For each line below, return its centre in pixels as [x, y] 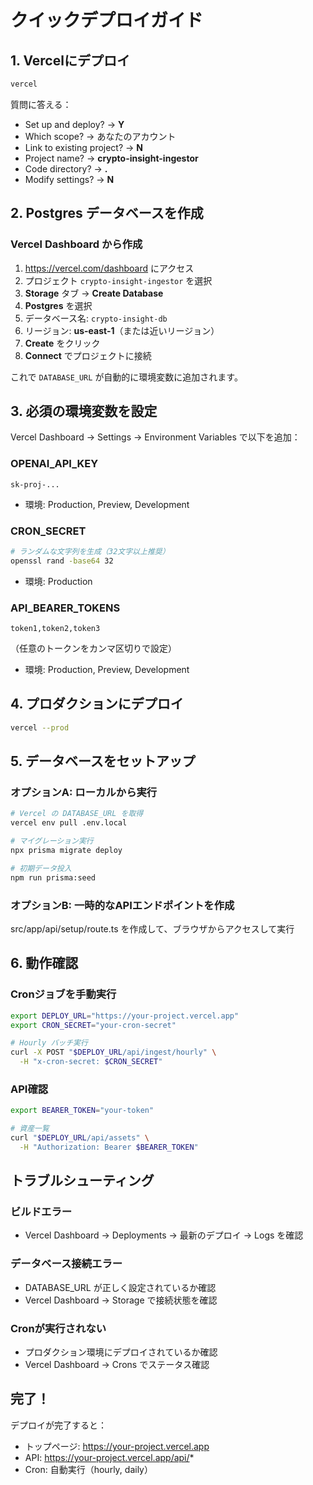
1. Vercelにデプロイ [70, 60]
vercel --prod [40, 727]
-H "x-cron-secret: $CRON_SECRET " [91, 1062]
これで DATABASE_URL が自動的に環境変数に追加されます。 [126, 377]
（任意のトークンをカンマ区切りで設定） [93, 648]
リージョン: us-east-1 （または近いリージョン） [122, 330]
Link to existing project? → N [84, 147]
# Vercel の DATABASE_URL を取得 [77, 814]
